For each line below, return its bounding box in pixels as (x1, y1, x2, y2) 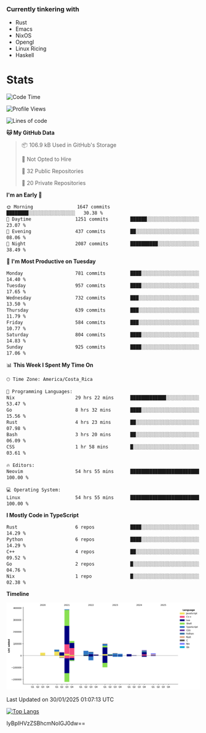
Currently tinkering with (6, 5, 80, 14)
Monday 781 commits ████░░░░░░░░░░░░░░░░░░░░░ (6, 270, 200, 276)
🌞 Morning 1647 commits (6, 204, 111, 210)
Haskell (15, 52, 34, 59)
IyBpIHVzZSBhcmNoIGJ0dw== (6, 719, 86, 727)
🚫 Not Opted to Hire (21, 155, 72, 163)
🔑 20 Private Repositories (21, 179, 86, 187)
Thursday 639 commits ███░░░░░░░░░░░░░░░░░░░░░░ (6, 307, 200, 313)
